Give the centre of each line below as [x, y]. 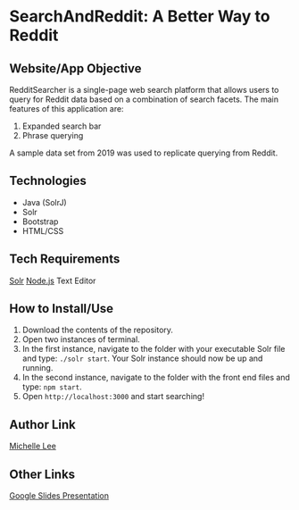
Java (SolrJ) [44, 202]
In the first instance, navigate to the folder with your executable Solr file [154, 349]
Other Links [42, 474]
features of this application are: [66, 109]
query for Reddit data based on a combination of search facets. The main [144, 99]
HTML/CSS [43, 230]
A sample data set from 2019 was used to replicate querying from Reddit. [144, 153]
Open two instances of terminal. [81, 339]
